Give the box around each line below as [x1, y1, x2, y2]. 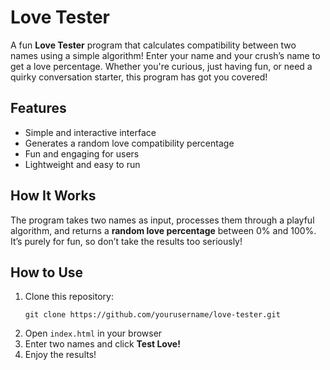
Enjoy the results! [24, 349, 97, 361]
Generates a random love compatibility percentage [24, 137, 235, 149]
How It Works [10, 187, 97, 205]
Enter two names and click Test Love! [24, 338, 181, 350]
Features [10, 100, 67, 117]
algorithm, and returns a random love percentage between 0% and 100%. [10, 224, 317, 236]
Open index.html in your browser [24, 327, 163, 340]
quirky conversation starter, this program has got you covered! [10, 71, 268, 83]
